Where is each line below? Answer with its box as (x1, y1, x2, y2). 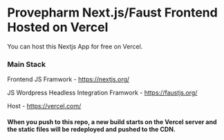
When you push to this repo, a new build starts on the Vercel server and (7, 117, 217, 126)
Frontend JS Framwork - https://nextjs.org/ (7, 75, 130, 83)
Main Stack (7, 59, 46, 69)
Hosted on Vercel (7, 19, 109, 35)
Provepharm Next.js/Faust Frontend (7, 5, 218, 21)
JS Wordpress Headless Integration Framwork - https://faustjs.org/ (7, 88, 198, 97)
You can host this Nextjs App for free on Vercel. (7, 42, 143, 50)
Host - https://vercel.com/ (7, 102, 82, 110)
